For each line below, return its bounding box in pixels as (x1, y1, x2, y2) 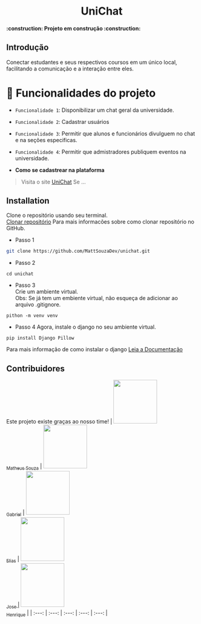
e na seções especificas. (15, 136, 77, 143)
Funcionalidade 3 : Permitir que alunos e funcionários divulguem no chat (15, 129, 196, 137)
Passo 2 (15, 259, 36, 267)
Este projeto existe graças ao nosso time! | (6, 418, 113, 425)
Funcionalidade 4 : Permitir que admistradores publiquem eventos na (15, 148, 186, 156)
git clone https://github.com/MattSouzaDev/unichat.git (6, 248, 150, 255)
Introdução (6, 43, 49, 53)
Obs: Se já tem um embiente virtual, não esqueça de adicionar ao (15, 295, 179, 302)
